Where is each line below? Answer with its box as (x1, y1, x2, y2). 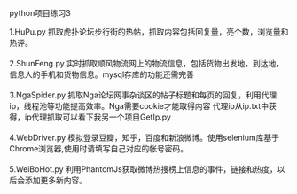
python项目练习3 (9, 8, 71, 18)
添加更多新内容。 (24, 175, 87, 185)
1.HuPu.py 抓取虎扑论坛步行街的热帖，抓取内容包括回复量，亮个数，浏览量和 (9, 27, 289, 37)
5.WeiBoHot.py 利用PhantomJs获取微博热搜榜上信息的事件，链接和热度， (9, 164, 277, 175)
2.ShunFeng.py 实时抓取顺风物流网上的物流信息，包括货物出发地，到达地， (9, 58, 285, 68)
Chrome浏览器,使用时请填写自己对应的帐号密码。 (9, 144, 189, 153)
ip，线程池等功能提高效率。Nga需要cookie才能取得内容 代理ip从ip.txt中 (9, 101, 269, 111)
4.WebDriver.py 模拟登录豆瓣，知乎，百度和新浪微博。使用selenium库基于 (9, 132, 279, 143)
